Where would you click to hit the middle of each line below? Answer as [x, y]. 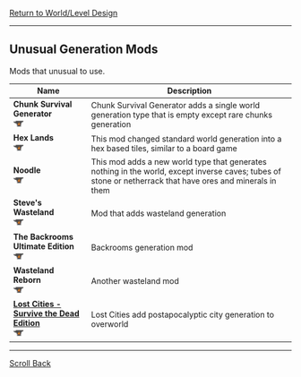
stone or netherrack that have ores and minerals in [184, 181]
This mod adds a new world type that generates [179, 162]
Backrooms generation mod [142, 247]
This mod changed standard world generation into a [186, 139]
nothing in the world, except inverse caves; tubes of [186, 171]
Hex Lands [33, 137]
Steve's [27, 203]
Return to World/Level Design [64, 13]
